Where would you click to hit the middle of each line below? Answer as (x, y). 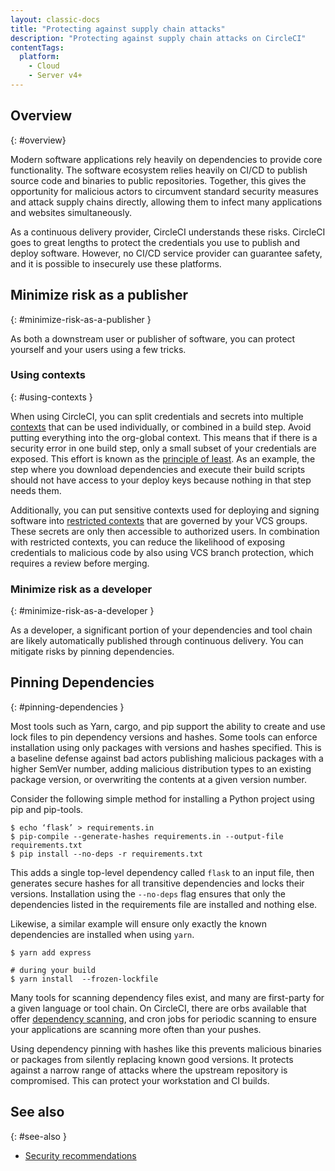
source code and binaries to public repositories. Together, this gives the (158, 180)
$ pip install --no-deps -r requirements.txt (106, 854)
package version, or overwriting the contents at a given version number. (158, 779)
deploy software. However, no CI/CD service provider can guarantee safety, (166, 253)
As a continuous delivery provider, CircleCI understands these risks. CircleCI (168, 232)
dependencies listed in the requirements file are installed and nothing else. (164, 904)
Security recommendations (80, 1155)
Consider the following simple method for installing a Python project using (162, 798)
